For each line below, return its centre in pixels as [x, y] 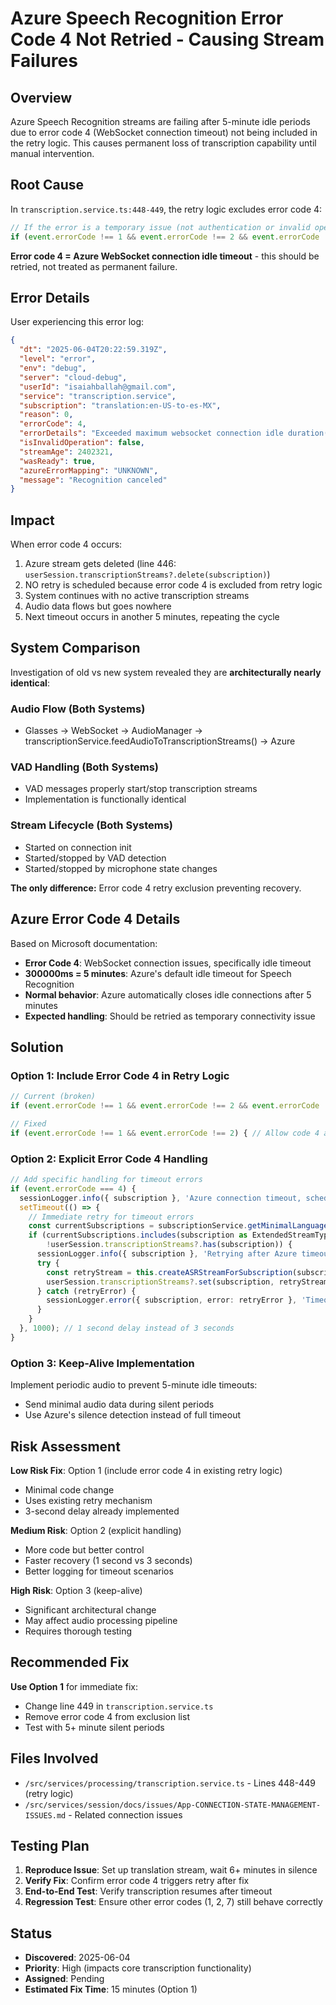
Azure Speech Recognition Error [147, 18]
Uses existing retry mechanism [88, 1500]
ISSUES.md [45, 1815]
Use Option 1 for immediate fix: [74, 1686]
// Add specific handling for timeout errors [106, 1180]
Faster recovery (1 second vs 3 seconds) [108, 1560]
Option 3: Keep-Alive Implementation [102, 1363]
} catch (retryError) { [86, 1291]
